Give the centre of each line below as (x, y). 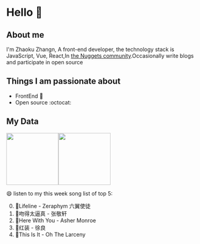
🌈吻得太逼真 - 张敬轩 (41, 213)
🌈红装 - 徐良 (30, 228)
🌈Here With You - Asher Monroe (55, 220)
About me (25, 35)
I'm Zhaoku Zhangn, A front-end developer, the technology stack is (90, 49)
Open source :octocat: (43, 102)
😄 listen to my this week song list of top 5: (60, 193)
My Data (22, 122)
